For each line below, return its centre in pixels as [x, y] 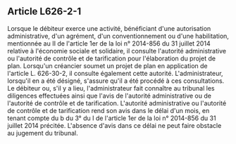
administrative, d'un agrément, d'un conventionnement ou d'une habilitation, [118, 36]
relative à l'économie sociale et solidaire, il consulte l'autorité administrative [117, 51]
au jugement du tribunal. [43, 133]
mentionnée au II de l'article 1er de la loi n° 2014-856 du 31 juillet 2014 [109, 43]
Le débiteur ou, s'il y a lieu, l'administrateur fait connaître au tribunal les [111, 88]
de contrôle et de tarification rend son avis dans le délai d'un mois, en [108, 110]
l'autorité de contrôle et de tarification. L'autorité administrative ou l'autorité [117, 103]
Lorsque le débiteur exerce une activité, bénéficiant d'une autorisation [109, 28]
